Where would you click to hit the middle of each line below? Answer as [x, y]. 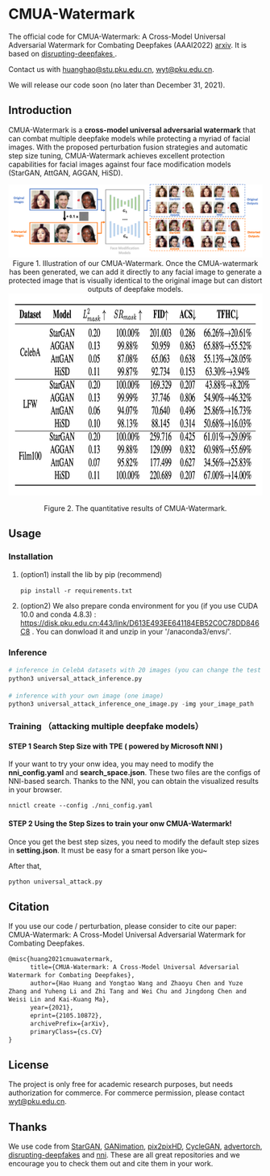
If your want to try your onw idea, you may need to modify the [111, 764]
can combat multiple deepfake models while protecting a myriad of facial [129, 138]
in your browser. [35, 790]
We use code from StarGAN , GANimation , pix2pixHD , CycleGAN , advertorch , [135, 1146]
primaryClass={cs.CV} [66, 1032]
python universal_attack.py [56, 882]
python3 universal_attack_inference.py [75, 679]
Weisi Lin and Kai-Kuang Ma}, [59, 1000]
